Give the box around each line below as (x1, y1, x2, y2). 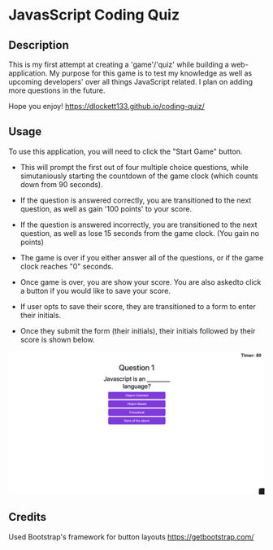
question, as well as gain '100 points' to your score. (19, 203, 193, 213)
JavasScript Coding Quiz (8, 6, 180, 24)
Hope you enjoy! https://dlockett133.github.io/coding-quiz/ (8, 102, 205, 111)
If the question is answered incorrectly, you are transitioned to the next (19, 220, 258, 229)
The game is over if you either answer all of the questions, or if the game (19, 252, 264, 262)
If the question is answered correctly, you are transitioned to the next (19, 195, 252, 205)
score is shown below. (19, 334, 95, 344)
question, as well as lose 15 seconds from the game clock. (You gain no (19, 228, 260, 238)
